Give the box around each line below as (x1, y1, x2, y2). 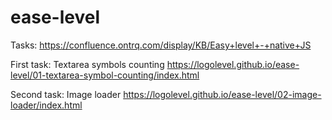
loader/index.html (10, 99, 83, 111)
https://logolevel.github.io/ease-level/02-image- (123, 88, 322, 100)
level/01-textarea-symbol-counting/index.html (10, 69, 200, 81)
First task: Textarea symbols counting (10, 58, 165, 70)
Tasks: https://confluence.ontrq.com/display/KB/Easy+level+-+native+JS (10, 39, 312, 51)
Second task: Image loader (10, 88, 122, 100)
